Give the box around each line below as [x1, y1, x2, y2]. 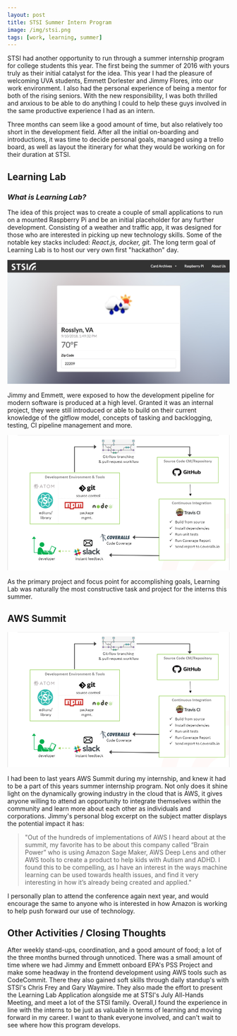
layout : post [7, 11, 46, 18]
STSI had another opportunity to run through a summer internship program [7, 54, 224, 63]
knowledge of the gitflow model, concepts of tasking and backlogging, [7, 413, 213, 422]
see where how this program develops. [7, 1021, 121, 1030]
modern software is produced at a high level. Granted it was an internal [7, 398, 214, 406]
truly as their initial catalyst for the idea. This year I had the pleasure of [7, 69, 213, 78]
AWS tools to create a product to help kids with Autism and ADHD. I [24, 855, 221, 864]
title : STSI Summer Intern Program [7, 18, 112, 26]
